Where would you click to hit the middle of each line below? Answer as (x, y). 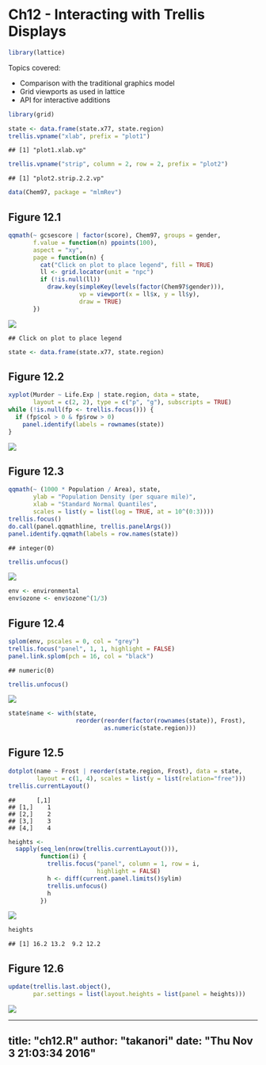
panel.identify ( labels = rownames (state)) (93, 424)
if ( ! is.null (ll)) (70, 280)
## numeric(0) (32, 670)
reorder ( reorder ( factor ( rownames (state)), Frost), (161, 721)
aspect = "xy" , (58, 250)
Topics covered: (34, 67)
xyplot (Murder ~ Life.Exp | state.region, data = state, (104, 395)
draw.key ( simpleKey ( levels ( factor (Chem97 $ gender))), (136, 287)
